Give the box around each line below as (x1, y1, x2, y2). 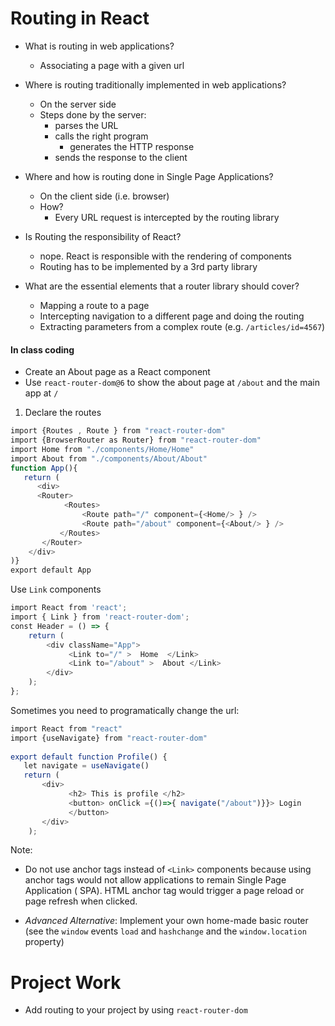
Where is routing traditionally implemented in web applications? (24, 78, 287, 91)
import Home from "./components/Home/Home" (10, 444, 195, 454)
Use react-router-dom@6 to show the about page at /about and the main (24, 377, 320, 389)
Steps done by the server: (39, 108, 147, 121)
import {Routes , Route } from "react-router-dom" (10, 426, 226, 436)
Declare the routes (24, 407, 102, 419)
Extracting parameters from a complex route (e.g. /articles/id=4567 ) (39, 320, 326, 332)
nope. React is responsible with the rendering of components (39, 250, 292, 262)
